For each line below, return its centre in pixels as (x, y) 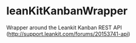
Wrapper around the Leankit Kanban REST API (64, 27)
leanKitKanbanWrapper (67, 11)
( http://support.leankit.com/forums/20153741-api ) (68, 33)
